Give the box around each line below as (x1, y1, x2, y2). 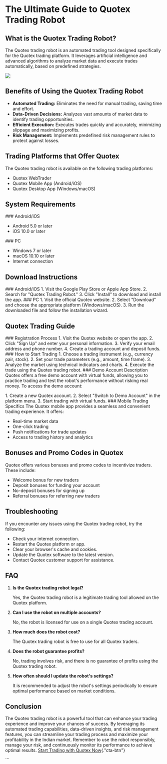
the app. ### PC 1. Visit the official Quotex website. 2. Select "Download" (5, 296, 156, 303)
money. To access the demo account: (5, 383, 82, 389)
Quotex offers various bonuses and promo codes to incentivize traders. (5, 461, 152, 468)
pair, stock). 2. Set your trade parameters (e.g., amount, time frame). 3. (5, 356, 151, 362)
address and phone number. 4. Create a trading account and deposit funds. (5, 346, 161, 352)
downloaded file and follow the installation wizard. (5, 307, 108, 313)
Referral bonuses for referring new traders (12, 492, 100, 498)
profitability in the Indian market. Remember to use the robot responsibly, (5, 736, 156, 743)
